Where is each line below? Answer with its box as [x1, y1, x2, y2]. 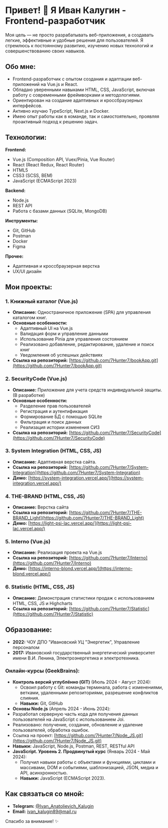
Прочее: [5, 253, 24, 259]
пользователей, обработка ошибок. [12, 727, 90, 733]
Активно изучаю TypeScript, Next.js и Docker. [12, 108, 110, 114]
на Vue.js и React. [40, 81, 78, 87]
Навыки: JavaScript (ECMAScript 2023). [20, 775, 106, 781]
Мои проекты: [5, 283, 52, 291]
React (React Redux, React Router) [12, 161, 85, 168]
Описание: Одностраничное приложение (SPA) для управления [12, 309, 151, 315]
